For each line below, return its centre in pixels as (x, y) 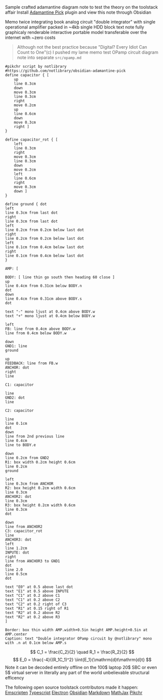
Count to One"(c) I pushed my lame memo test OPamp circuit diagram (88, 52)
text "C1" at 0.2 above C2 (33, 600)
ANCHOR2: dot (18, 496)
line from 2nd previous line (35, 437)
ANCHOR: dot (17, 368)
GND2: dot (15, 398)
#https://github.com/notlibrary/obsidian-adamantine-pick (65, 71)
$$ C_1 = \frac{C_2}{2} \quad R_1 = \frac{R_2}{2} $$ (82, 652)
